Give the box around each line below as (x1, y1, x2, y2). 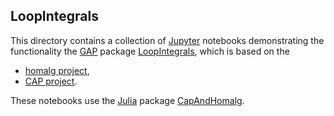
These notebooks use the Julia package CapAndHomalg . (10, 94, 245, 106)
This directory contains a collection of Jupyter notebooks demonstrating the (10, 34, 325, 46)
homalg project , (24, 64, 90, 76)
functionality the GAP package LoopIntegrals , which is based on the (10, 45, 290, 57)
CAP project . (24, 75, 78, 87)
